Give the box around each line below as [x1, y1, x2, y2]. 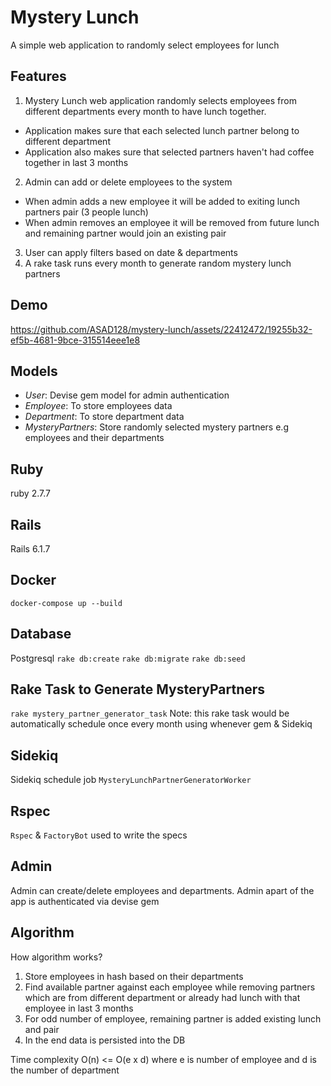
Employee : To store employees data [24, 400, 173, 412]
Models [10, 362, 58, 380]
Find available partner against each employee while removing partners [24, 981, 316, 993]
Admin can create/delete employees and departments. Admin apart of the [10, 884, 315, 896]
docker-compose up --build [10, 598, 123, 608]
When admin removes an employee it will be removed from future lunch [24, 216, 320, 228]
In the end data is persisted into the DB [24, 1034, 186, 1046]
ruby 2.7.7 [10, 487, 51, 500]
